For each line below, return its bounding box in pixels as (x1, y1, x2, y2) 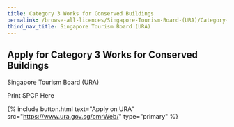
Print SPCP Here (7, 92, 54, 100)
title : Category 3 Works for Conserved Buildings (7, 10, 155, 17)
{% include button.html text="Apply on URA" (7, 105, 134, 113)
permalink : (7, 17, 39, 24)
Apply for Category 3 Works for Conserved (7, 49, 198, 60)
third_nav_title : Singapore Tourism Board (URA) (7, 23, 151, 30)
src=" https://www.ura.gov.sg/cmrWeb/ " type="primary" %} (7, 112, 179, 121)
